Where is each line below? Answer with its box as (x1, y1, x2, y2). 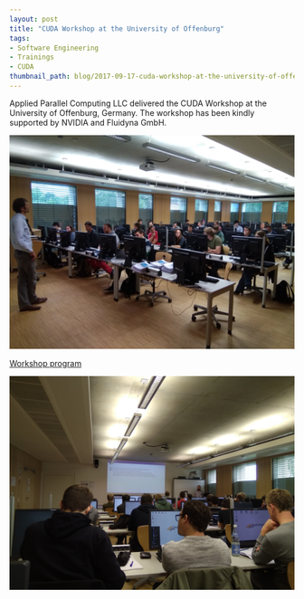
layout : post (9, 14, 59, 24)
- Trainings (9, 52, 54, 62)
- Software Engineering (9, 43, 100, 52)
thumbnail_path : (9, 72, 71, 81)
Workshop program (9, 357, 82, 368)
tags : (9, 33, 30, 43)
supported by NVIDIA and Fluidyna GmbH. (9, 117, 167, 128)
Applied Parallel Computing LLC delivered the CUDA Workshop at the (9, 98, 267, 109)
